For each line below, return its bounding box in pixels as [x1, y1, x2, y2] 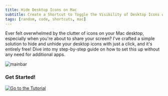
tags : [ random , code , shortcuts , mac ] [5, 16, 86, 21]
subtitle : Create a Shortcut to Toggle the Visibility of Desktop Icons [5, 12, 160, 17]
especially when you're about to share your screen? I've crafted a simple [5, 35, 155, 41]
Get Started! [5, 73, 36, 80]
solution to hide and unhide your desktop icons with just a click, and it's [5, 41, 152, 47]
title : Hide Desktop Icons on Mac [5, 7, 77, 12]
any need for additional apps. [5, 51, 65, 57]
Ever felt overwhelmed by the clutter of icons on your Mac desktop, [5, 30, 144, 36]
